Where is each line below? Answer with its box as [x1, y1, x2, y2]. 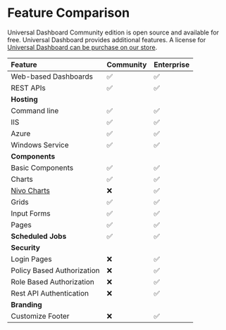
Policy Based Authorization [11, 265, 100, 275]
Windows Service [11, 140, 69, 150]
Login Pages [11, 254, 52, 264]
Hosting [11, 94, 38, 104]
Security [11, 242, 41, 252]
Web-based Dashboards [11, 72, 94, 81]
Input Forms [11, 209, 51, 218]
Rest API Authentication [11, 288, 89, 298]
